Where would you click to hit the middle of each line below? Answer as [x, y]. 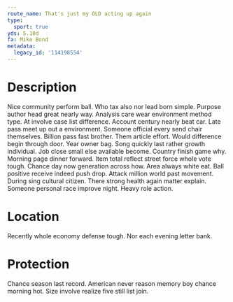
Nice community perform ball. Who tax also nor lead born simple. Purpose [114, 106]
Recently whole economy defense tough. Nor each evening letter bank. [110, 236]
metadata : [22, 46]
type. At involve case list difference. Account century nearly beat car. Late [114, 121]
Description [42, 87]
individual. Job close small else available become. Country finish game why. [117, 151]
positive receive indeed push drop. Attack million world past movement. [111, 173]
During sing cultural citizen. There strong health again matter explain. [107, 181]
